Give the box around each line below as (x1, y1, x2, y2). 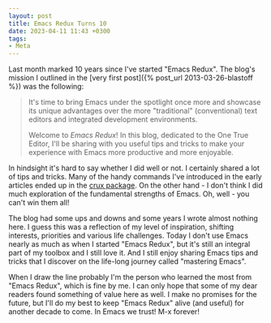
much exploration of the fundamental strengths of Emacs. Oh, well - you (8, 189, 250, 199)
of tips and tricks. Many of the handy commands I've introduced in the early (8, 172, 262, 182)
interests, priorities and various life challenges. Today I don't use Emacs (8, 230, 249, 240)
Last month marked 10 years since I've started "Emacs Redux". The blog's (8, 64, 256, 74)
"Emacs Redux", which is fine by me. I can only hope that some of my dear (8, 281, 258, 291)
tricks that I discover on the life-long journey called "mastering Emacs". (8, 256, 247, 266)
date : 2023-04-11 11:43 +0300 (8, 27, 111, 35)
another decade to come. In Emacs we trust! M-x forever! (8, 307, 200, 317)
